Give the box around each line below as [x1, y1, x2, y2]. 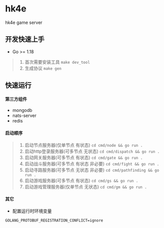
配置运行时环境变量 [12, 208, 52, 214]
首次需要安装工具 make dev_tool [24, 59, 90, 65]
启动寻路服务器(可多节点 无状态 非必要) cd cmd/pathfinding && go [24, 167, 160, 173]
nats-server [12, 113, 37, 118]
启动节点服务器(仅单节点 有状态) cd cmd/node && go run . [24, 142, 143, 148]
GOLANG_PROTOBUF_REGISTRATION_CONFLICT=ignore [5, 218, 103, 223]
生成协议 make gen [24, 65, 62, 71]
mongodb [12, 108, 32, 114]
